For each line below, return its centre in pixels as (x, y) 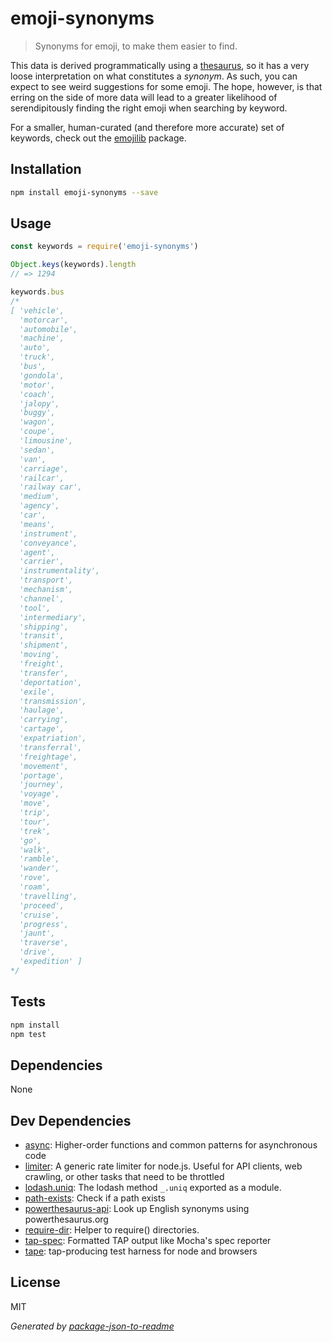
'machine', (42, 338)
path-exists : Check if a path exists (95, 1198)
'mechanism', (46, 590)
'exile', (37, 692)
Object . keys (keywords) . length (73, 265)
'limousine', (46, 441)
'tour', (35, 822)
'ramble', (39, 859)
